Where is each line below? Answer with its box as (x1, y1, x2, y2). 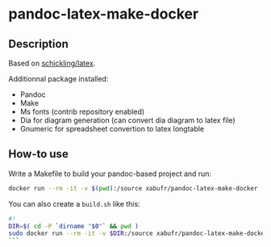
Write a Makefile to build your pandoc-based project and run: (8, 169, 212, 178)
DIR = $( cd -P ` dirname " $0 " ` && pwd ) (8, 222, 139, 230)
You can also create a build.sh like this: (8, 199, 140, 208)
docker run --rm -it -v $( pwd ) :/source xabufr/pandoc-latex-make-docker (8, 184, 258, 192)
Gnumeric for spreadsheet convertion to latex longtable (19, 124, 205, 133)
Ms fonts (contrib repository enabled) (19, 107, 145, 116)
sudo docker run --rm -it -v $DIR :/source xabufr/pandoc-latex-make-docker (8, 229, 269, 238)
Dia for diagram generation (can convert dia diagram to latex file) (19, 115, 236, 125)
